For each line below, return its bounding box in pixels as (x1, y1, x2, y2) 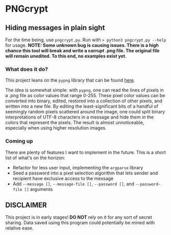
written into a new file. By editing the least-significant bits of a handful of (5, 103, 158, 109)
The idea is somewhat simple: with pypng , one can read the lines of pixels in (5, 87, 164, 93)
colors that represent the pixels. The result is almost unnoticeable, (5, 120, 144, 126)
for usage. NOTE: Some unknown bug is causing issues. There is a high (5, 42, 159, 48)
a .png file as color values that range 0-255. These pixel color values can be (5, 93, 165, 99)
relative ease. (5, 225, 34, 231)
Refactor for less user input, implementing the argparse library (12, 164, 143, 170)
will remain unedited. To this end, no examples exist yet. (5, 53, 127, 59)
